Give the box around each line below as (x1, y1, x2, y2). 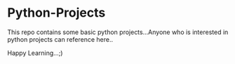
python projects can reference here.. (7, 35, 114, 43)
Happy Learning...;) (7, 49, 63, 57)
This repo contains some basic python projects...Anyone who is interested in (7, 28, 229, 36)
